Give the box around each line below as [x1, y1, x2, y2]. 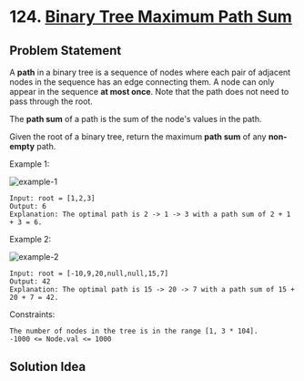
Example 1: [9, 159, 50, 170]
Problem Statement [9, 43, 122, 58]
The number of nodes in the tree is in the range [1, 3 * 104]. [9, 326, 258, 335]
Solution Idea [9, 359, 86, 375]
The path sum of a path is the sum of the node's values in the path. [9, 114, 262, 124]
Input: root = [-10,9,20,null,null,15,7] [9, 269, 169, 278]
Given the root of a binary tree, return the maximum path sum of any [9, 131, 267, 142]
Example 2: [9, 234, 52, 244]
